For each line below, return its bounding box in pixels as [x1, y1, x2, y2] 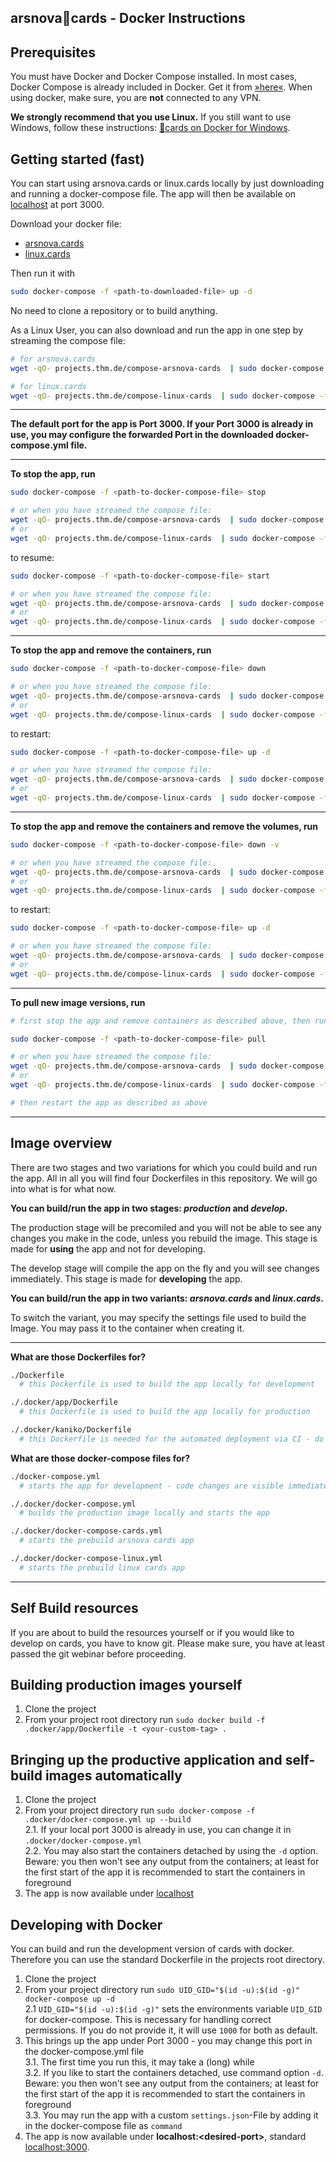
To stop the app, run [10, 468, 96, 480]
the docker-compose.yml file [24, 2046, 145, 2058]
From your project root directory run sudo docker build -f [24, 1714, 266, 1726]
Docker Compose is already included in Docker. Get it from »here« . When [10, 81, 313, 93]
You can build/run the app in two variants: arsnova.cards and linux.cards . [10, 1292, 324, 1304]
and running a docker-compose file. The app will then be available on [10, 188, 297, 200]
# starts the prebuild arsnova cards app [19, 1536, 195, 1546]
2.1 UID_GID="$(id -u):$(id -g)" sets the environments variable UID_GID [24, 2003, 323, 2015]
